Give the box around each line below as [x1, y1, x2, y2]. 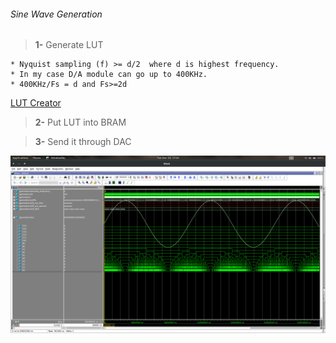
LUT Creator [10, 97, 62, 109]
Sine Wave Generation [10, 8, 103, 20]
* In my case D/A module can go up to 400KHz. [10, 70, 208, 80]
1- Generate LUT [34, 39, 104, 51]
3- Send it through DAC [34, 136, 132, 148]
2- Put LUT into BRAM [34, 116, 127, 129]
